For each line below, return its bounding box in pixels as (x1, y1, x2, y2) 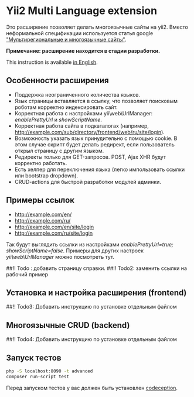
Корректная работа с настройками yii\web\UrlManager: (14, 109, 153, 117)
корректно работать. (14, 159, 67, 166)
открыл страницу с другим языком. (14, 147, 104, 154)
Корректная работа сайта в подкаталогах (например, (14, 122, 149, 129)
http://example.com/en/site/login (14, 223, 94, 230)
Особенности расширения (6, 76, 110, 85)
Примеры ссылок (6, 195, 75, 206)
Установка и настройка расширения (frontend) (6, 288, 187, 297)
